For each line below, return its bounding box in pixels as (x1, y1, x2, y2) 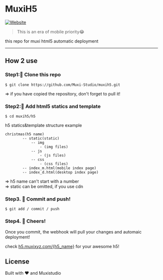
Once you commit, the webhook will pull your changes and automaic (5, 229, 142, 234)
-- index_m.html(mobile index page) (22, 166, 97, 171)
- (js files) (39, 153, 66, 158)
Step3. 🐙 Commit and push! (5, 195, 71, 202)
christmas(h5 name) (5, 132, 45, 137)
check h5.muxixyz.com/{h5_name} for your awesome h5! (5, 243, 120, 249)
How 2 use (5, 57, 38, 65)
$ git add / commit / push (5, 207, 60, 212)
